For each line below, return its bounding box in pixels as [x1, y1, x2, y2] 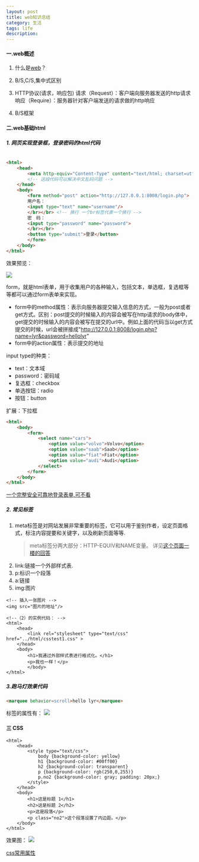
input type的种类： [6, 352, 52, 359]
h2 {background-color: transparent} [37, 764, 129, 770]
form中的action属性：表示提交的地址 [14, 339, 104, 347]
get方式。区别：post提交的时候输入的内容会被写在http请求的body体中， [14, 310, 191, 318]
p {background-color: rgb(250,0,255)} [37, 769, 134, 775]
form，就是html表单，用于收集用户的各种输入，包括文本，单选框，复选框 [6, 283, 184, 290]
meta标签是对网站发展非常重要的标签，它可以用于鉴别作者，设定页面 [14, 522, 183, 529]
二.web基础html [6, 124, 46, 131]
